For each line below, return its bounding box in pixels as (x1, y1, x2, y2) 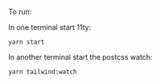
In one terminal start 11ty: (8, 23, 92, 31)
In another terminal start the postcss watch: (8, 52, 153, 61)
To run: (8, 7, 32, 16)
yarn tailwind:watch (8, 68, 78, 76)
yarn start (8, 38, 45, 46)
